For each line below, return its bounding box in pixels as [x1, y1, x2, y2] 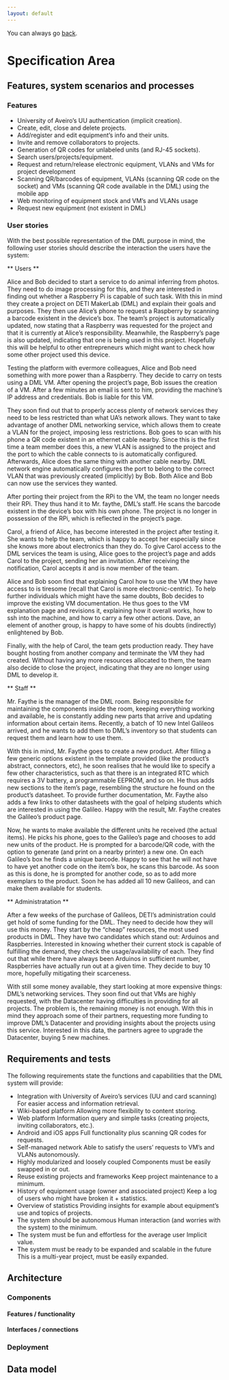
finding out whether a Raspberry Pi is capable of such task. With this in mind [7, 292, 223, 300]
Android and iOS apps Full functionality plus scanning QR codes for [16, 1128, 207, 1137]
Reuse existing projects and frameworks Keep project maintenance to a [16, 1172, 219, 1180]
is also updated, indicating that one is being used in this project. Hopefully [7, 335, 216, 344]
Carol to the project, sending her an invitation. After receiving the [7, 556, 190, 564]
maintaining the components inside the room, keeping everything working [7, 704, 215, 713]
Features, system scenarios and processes [7, 80, 195, 92]
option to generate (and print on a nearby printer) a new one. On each [7, 848, 204, 856]
